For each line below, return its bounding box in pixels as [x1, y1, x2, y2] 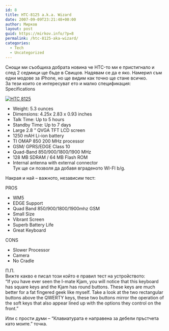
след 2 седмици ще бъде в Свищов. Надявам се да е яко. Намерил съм [5, 69, 162, 75]
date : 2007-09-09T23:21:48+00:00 [5, 17, 76, 22]
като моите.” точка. [5, 320, 47, 326]
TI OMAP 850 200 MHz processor [12, 138, 84, 144]
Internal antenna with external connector [12, 159, 98, 165]
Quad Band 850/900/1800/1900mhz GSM [12, 205, 100, 211]
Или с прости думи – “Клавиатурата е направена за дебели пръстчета [5, 315, 159, 321]
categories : [5, 41, 31, 46]
